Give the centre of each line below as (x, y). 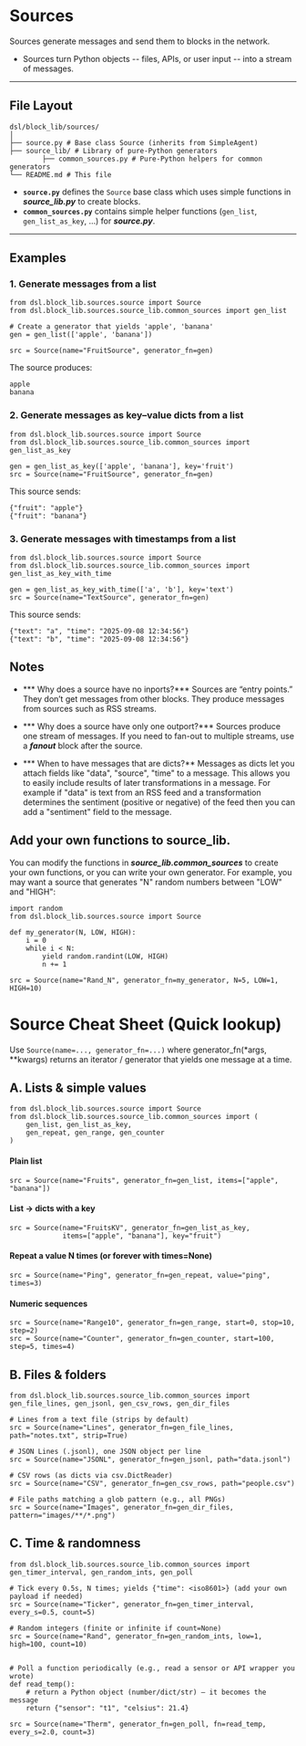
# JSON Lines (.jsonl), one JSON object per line (106, 1452)
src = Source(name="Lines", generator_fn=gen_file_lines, (122, 1428)
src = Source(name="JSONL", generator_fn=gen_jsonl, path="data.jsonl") (150, 1460)
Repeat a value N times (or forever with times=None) (111, 1256)
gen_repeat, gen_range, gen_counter (96, 1133)
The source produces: (51, 368)
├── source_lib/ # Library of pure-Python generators (114, 151)
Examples (38, 258)
